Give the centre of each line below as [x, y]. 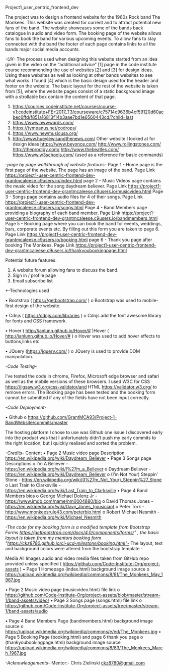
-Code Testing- [21, 366]
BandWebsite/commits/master [36, 422]
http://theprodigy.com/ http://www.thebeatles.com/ [66, 149]
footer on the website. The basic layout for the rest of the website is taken [82, 86]
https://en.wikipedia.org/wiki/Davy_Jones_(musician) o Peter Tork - [75, 507]
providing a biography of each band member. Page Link [63, 213]
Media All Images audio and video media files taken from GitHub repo [77, 558]
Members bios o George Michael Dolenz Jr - [51, 496]
